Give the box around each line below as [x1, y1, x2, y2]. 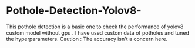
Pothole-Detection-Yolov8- [6, 4, 142, 17]
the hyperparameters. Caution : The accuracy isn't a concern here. [6, 35, 168, 42]
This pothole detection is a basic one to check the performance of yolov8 [6, 23, 184, 30]
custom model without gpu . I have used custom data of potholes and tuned [6, 29, 190, 36]
